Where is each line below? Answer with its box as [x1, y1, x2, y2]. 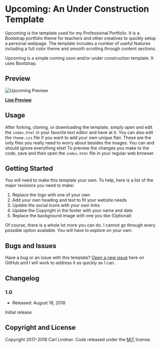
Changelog [5, 274, 40, 282]
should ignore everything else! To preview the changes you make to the [5, 145, 149, 151]
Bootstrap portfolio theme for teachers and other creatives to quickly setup [5, 35, 156, 41]
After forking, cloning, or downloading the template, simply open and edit [5, 124, 153, 130]
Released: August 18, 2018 [12, 300, 66, 305]
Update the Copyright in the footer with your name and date [12, 208, 133, 213]
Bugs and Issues [5, 241, 57, 250]
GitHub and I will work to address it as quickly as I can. [5, 260, 115, 266]
